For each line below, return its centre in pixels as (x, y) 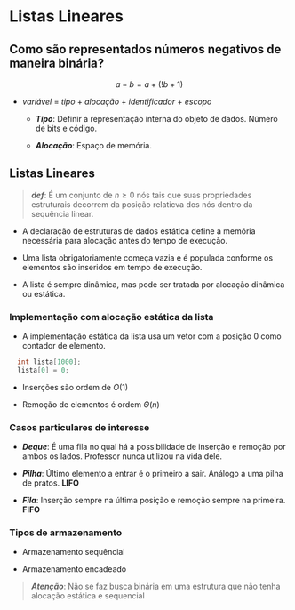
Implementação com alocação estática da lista (112, 317)
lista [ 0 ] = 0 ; (43, 370)
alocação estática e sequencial (88, 596)
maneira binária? (57, 63)
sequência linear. (62, 213)
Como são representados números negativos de (145, 49)
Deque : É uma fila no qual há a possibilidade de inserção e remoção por (154, 447)
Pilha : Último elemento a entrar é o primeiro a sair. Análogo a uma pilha (152, 474)
